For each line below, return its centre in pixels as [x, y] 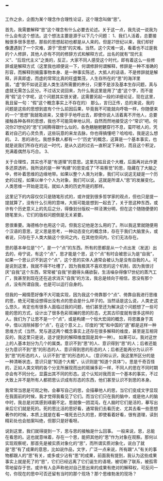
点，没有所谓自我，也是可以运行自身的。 [45, 284]
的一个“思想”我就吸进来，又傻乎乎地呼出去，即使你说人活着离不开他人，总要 [81, 115]
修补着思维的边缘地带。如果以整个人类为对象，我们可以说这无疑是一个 [83, 174]
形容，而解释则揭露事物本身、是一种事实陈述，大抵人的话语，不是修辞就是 [79, 72]
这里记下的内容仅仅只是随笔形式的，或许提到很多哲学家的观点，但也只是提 [79, 196]
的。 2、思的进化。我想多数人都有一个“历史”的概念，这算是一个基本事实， [79, 139]
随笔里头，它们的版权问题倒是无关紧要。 [45, 214]
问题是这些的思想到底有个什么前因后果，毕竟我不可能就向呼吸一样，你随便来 [81, 109]
